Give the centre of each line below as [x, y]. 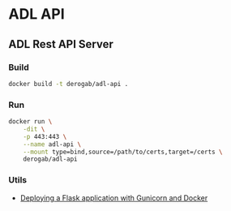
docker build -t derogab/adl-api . [68, 84]
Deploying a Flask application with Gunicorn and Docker [114, 198]
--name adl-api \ [52, 144]
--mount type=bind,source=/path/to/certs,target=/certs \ [123, 152]
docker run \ [30, 122]
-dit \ [34, 129]
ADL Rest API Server [61, 44]
